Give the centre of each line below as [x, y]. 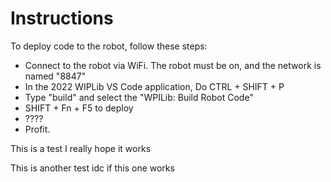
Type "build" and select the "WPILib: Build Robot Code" [139, 97]
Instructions [62, 18]
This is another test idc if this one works [92, 168]
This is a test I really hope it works [81, 148]
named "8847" [55, 76]
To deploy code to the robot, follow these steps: [109, 46]
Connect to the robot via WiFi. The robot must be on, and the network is [173, 65]
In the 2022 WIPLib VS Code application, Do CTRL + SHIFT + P [154, 86]
